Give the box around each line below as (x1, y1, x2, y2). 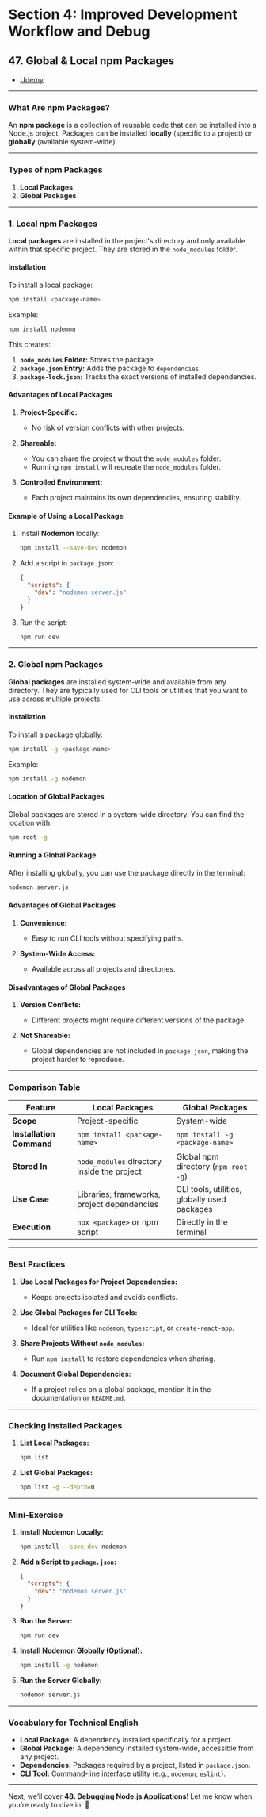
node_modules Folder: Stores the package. (19, 355, 156, 364)
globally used (176, 1194, 226, 1205)
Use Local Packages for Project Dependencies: (19, 1277, 178, 1286)
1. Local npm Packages (8, 218, 97, 229)
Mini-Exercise (8, 1509, 63, 1520)
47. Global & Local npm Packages (8, 54, 175, 67)
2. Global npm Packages (8, 659, 104, 670)
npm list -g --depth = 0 (19, 1483, 95, 1491)
